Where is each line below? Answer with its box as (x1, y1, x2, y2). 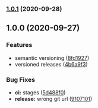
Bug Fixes (6, 75, 36, 84)
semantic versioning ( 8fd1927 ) (14, 54, 90, 61)
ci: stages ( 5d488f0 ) (14, 88, 66, 96)
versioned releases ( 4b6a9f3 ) (14, 61, 88, 68)
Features (6, 41, 33, 49)
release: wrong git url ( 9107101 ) (14, 95, 93, 102)
